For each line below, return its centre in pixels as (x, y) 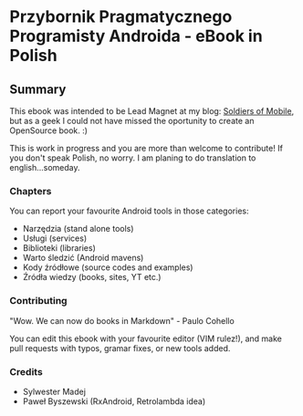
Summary (38, 89)
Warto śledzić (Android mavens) (83, 258)
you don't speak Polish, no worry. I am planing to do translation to (133, 158)
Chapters (31, 191)
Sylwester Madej (54, 391)
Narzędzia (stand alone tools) (78, 229)
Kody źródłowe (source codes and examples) (108, 267)
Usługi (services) (55, 238)
